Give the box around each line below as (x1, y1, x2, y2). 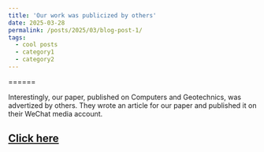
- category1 (15, 48, 55, 56)
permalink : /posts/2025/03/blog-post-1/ (8, 26, 143, 34)
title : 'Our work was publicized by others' (8, 11, 157, 20)
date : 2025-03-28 (8, 19, 65, 27)
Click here (8, 132, 59, 146)
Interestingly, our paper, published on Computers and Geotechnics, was (8, 92, 242, 102)
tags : (8, 33, 26, 42)
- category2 (15, 56, 55, 64)
